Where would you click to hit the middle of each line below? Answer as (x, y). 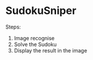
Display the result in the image (50, 50)
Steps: (13, 27)
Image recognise (34, 38)
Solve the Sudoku (35, 44)
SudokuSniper (41, 11)
